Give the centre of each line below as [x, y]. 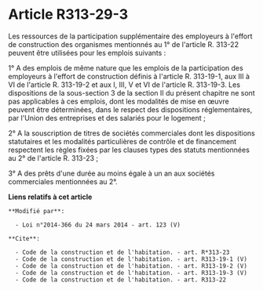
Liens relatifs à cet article [50, 197]
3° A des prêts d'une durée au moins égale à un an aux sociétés [111, 173]
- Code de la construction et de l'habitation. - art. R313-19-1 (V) [131, 259]
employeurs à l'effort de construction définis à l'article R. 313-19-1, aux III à [129, 76]
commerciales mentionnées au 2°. [63, 181]
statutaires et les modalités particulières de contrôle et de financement [122, 141]
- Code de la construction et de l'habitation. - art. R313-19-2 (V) [131, 266]
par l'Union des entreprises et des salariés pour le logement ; [107, 118]
